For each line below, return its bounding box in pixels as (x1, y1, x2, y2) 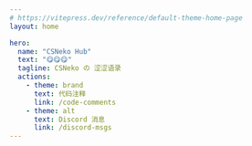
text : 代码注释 (33, 89, 87, 99)
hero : (9, 38, 30, 47)
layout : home (9, 22, 59, 31)
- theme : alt (26, 106, 76, 115)
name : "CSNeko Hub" (17, 47, 92, 56)
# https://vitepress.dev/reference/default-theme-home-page (9, 13, 244, 23)
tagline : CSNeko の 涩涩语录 (17, 64, 121, 73)
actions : (17, 72, 51, 82)
